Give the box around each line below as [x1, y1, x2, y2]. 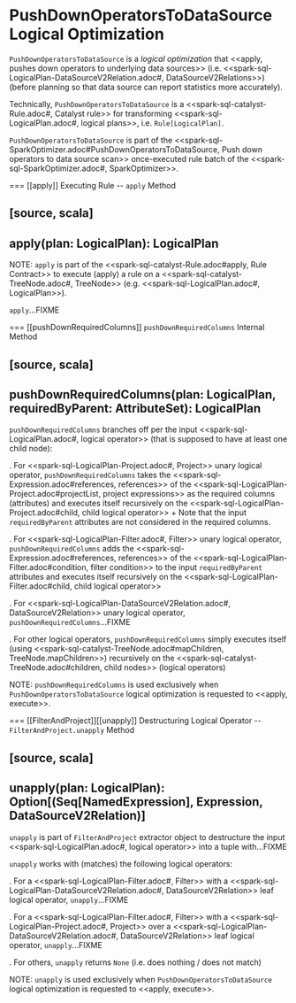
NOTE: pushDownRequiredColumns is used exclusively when [9, 679, 219, 691]
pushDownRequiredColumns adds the [9, 544, 134, 554]
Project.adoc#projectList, [9, 489, 102, 499]
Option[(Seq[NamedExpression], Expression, [9, 794, 263, 810]
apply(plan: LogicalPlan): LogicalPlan [9, 235, 219, 251]
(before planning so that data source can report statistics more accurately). [9, 81, 283, 92]
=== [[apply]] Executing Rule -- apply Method [9, 180, 177, 190]
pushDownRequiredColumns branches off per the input [9, 424, 198, 435]
